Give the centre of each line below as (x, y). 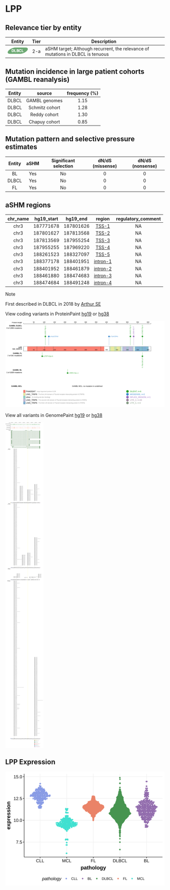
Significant (63, 161)
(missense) (105, 166)
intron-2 (103, 269)
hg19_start (46, 219)
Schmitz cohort (45, 108)
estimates (21, 147)
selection (63, 166)
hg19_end (76, 219)
